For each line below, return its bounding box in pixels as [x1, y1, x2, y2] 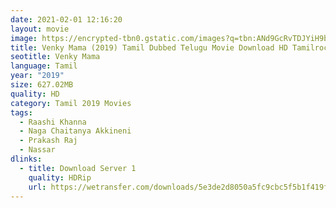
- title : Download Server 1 [19, 163, 137, 173]
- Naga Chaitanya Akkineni [19, 126, 132, 136]
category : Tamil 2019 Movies [10, 98, 132, 108]
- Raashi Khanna [19, 117, 87, 127]
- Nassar [19, 145, 56, 155]
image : [10, 33, 38, 43]
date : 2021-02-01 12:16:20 [10, 14, 123, 25]
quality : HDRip [28, 172, 92, 183]
